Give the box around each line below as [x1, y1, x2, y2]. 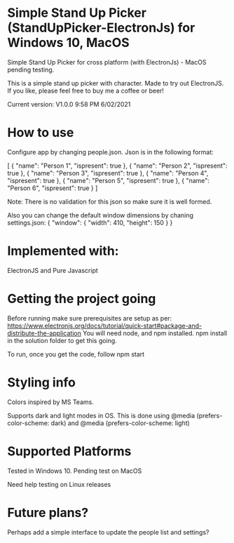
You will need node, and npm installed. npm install [83, 328, 228, 337]
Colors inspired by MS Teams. [7, 398, 95, 406]
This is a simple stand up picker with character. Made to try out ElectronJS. [7, 79, 224, 87]
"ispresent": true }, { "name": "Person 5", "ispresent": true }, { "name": [7, 176, 210, 185]
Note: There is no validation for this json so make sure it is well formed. [7, 197, 212, 206]
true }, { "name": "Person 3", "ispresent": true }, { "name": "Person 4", [7, 168, 209, 177]
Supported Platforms [7, 443, 132, 459]
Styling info [7, 374, 76, 390]
